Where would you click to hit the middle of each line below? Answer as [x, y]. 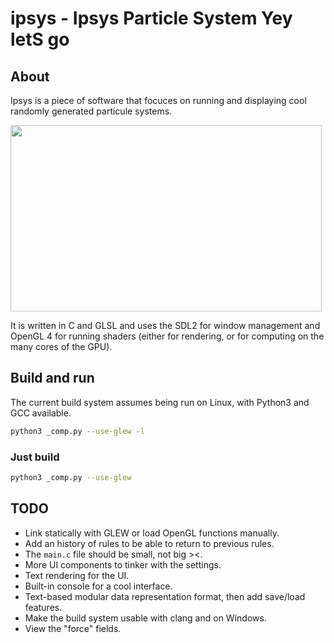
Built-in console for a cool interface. [98, 586]
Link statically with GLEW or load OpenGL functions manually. [152, 533]
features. [43, 607]
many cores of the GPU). [61, 346]
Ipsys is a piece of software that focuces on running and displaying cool [158, 100]
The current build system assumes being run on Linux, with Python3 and [160, 402]
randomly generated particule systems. [91, 111]
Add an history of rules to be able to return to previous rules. [149, 543]
